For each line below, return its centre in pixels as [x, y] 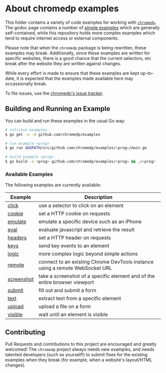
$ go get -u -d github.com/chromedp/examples [53, 134]
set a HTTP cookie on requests [74, 213]
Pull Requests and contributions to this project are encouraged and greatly [81, 344]
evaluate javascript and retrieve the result [87, 230]
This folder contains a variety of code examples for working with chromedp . [81, 22]
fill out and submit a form [67, 290]
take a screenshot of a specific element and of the [97, 276]
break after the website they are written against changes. [63, 63]
